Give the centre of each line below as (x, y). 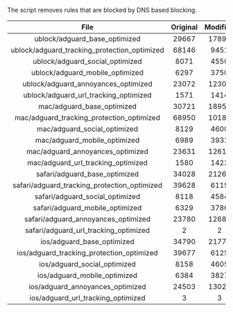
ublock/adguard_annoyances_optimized (87, 84)
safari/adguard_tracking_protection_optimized (88, 185)
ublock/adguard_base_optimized (87, 39)
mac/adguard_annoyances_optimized (88, 151)
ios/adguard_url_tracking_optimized (87, 298)
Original (184, 27)
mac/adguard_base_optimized (87, 106)
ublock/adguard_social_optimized (87, 61)
